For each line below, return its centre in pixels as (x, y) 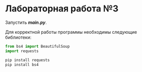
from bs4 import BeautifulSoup (37, 46)
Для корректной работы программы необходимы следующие (71, 32)
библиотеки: (18, 37)
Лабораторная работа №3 (62, 9)
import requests (22, 51)
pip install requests (28, 60)
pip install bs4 (22, 65)
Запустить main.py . (26, 22)
